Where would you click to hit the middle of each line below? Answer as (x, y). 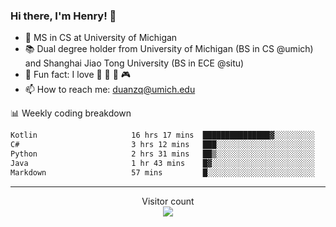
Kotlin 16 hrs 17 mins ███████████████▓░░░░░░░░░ (162, 135)
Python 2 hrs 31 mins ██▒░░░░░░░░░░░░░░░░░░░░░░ (162, 154)
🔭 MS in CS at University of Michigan (101, 38)
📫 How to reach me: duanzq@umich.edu (110, 90)
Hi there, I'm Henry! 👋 (63, 16)
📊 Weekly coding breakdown (71, 113)
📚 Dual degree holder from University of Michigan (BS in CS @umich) (169, 49)
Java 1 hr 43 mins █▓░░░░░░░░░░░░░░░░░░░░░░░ (162, 163)
